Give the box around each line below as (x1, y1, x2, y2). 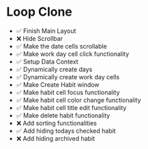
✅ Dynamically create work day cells (16, 72, 120, 81)
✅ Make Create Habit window (16, 80, 100, 89)
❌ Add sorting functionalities (16, 119, 97, 127)
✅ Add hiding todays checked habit (16, 126, 117, 135)
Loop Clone (6, 4, 73, 20)
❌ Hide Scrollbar (16, 34, 63, 42)
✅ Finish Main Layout (16, 27, 76, 35)
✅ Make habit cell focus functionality (16, 88, 120, 96)
